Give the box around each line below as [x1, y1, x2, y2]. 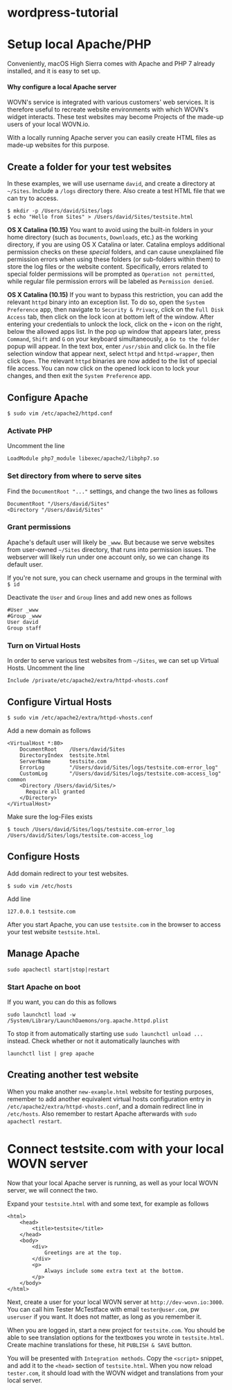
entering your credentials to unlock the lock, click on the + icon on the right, [7, 320, 223, 328]
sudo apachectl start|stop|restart [7, 966, 110, 973]
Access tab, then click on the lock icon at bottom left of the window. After [7, 313, 215, 321]
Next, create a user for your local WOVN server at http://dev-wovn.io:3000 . [7, 1297, 224, 1306]
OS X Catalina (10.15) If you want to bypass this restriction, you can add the [7, 291, 224, 299]
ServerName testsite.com [19, 758, 107, 765]
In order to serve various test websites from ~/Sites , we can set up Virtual [7, 657, 220, 665]
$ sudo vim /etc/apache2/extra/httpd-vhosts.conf [7, 714, 154, 721]
